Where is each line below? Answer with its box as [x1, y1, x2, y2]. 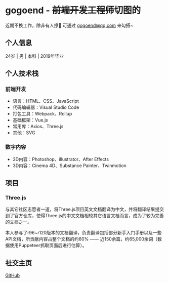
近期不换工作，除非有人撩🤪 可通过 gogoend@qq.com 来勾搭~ [5, 22, 134, 28]
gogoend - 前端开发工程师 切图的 [5, 5, 141, 16]
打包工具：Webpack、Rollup [12, 111, 72, 117]
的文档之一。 [5, 219, 32, 225]
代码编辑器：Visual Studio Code [12, 104, 79, 110]
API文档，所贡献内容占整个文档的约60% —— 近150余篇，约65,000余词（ [5, 236, 158, 242]
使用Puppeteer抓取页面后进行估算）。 [9, 242, 87, 249]
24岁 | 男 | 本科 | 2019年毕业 [5, 53, 64, 59]
